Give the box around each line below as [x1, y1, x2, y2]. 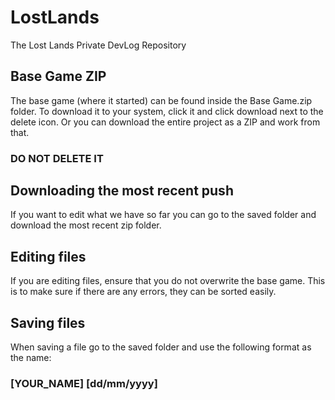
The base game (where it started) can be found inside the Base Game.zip [10, 94, 313, 106]
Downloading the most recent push [10, 182, 234, 200]
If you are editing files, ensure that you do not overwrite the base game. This [10, 275, 326, 287]
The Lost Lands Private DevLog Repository [10, 39, 187, 51]
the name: [10, 352, 52, 364]
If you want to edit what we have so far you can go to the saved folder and [10, 209, 317, 221]
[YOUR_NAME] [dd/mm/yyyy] [10, 377, 158, 391]
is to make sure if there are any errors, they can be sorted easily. [10, 286, 277, 298]
